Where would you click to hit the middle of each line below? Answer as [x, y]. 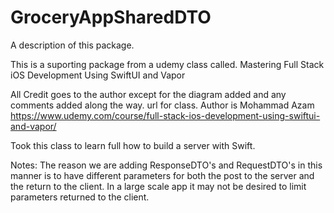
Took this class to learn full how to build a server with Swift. [133, 145]
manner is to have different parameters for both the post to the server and [162, 175]
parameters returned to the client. [80, 197]
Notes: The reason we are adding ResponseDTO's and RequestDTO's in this [166, 165]
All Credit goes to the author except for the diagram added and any [148, 94]
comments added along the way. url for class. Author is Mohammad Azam [162, 105]
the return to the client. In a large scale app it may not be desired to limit [158, 186]
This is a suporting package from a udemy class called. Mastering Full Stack [167, 64]
